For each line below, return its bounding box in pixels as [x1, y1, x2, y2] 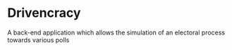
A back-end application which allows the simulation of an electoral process [7, 28, 226, 37]
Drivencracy [7, 5, 81, 21]
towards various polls [7, 35, 70, 44]
